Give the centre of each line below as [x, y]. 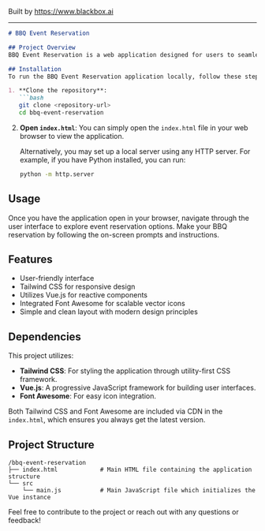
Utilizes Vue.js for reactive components [84, 295]
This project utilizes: [41, 356]
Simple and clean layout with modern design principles [109, 312]
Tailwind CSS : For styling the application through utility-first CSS [125, 371]
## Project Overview [42, 47]
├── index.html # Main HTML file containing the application [130, 469]
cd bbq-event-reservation [61, 113]
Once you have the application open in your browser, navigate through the [129, 218]
